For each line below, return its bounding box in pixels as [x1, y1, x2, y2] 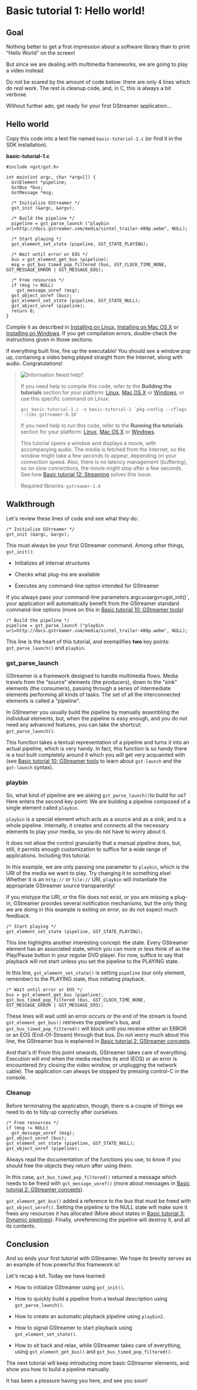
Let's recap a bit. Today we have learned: [6, 1272, 106, 1279]
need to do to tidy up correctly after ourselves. [6, 1108, 119, 1115]
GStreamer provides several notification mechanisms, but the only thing [13, 900, 187, 907]
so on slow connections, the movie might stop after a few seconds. [20, 465, 183, 472]
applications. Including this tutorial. [6, 852, 91, 859]
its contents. [6, 1222, 36, 1229]
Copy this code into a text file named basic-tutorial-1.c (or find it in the [6, 135, 182, 142]
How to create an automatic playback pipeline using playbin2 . [14, 1313, 165, 1320]
